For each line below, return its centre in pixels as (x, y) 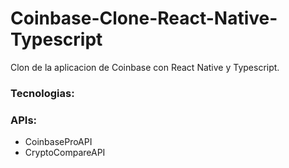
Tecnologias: (42, 93)
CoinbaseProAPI (58, 142)
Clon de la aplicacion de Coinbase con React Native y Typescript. (145, 67)
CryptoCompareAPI (65, 153)
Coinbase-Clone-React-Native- (144, 18)
